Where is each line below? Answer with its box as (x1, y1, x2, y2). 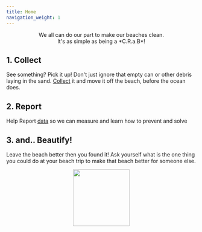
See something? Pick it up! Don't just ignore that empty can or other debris (6, 71, 192, 79)
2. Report (6, 101, 42, 112)
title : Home (6, 8, 36, 15)
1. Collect (6, 55, 42, 65)
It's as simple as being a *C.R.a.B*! (57, 37, 146, 45)
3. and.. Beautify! (6, 135, 72, 145)
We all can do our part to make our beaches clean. (39, 31, 164, 38)
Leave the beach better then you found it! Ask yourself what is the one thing (6, 150, 195, 158)
